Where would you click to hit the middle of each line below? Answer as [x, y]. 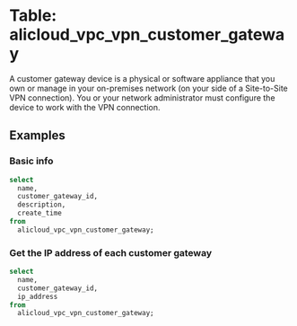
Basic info [31, 161]
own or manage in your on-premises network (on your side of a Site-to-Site [149, 88]
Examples [37, 136]
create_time [40, 213]
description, [42, 205]
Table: [33, 16]
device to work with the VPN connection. [85, 107]
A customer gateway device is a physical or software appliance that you [142, 78]
